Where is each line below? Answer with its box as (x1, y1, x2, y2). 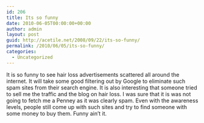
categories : (6, 49, 37, 55)
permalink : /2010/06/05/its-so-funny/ (6, 43, 105, 49)
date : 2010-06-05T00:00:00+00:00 (6, 20, 91, 26)
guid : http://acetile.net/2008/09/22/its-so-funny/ (6, 37, 140, 43)
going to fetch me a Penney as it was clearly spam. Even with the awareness (6, 97, 199, 104)
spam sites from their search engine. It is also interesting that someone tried (6, 83, 198, 91)
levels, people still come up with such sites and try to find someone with (6, 103, 188, 110)
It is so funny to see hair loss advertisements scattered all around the (6, 71, 180, 78)
